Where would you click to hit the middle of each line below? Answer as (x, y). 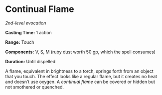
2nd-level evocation (26, 23)
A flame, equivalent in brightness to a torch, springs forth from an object (79, 71)
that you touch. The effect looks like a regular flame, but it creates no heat (81, 76)
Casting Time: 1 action (29, 32)
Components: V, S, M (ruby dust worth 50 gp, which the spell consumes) (81, 52)
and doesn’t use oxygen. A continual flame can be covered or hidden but (80, 82)
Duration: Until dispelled (30, 61)
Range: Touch (20, 42)
